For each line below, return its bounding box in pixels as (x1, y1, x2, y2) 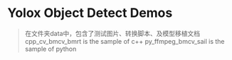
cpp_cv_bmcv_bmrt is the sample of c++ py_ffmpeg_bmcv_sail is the (24, 37, 226, 45)
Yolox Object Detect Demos (7, 5, 173, 21)
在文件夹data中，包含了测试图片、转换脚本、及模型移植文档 (24, 29, 201, 37)
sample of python (24, 44, 77, 53)
